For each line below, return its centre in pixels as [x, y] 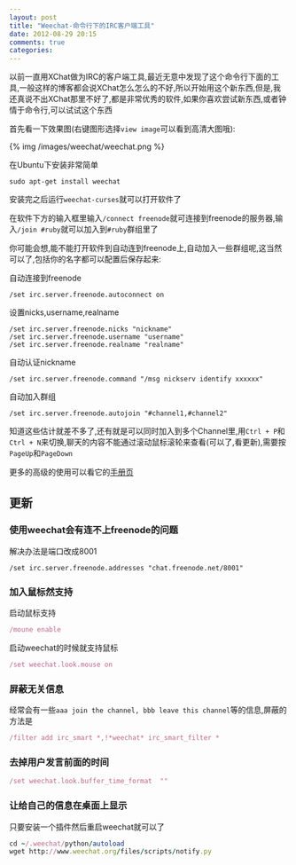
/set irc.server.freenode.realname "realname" [97, 345]
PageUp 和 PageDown [41, 453]
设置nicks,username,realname [64, 312]
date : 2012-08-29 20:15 [53, 34]
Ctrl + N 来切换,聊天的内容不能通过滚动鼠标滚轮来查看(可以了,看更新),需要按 [148, 442]
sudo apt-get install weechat [65, 182]
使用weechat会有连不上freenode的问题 [94, 531]
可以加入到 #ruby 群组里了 [113, 229]
